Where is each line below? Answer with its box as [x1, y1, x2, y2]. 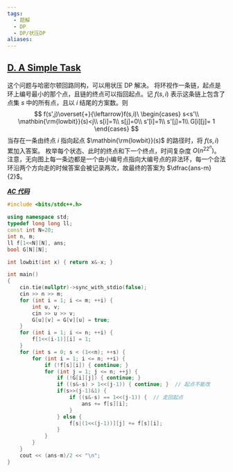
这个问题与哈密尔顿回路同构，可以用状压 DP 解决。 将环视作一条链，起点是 [7, 81, 221, 89]
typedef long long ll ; [7, 220, 73, 227]
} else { [56, 413, 82, 421]
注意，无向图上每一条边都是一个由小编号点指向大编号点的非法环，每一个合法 [7, 155, 226, 163]
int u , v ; [32, 303, 60, 310]
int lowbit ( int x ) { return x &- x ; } [7, 259, 113, 266]
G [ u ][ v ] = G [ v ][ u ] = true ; [32, 316, 110, 323]
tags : [7, 10, 23, 17]
